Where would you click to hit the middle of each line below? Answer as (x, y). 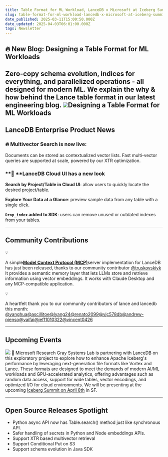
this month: (17, 309)
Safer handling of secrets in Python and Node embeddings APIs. (79, 433)
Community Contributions (47, 241)
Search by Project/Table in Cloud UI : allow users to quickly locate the (77, 184)
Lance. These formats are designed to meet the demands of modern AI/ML (82, 369)
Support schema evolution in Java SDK (52, 449)
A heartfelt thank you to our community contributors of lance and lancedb (81, 303)
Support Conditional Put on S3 (44, 444)
